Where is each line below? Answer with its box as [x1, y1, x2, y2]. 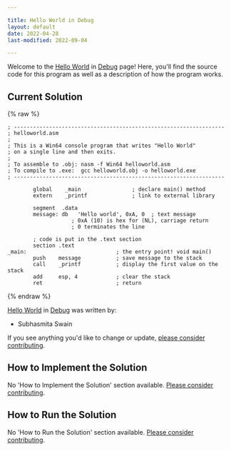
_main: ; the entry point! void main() [7, 248, 212, 255]
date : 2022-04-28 [7, 30, 59, 37]
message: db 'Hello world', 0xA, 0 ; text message [33, 211, 196, 218]
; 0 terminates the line [71, 223, 145, 230]
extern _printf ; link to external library [33, 192, 215, 200]
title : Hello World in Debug [7, 16, 94, 24]
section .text [33, 242, 75, 250]
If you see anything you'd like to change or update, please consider [7, 333, 205, 343]
